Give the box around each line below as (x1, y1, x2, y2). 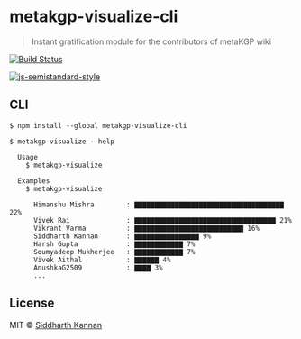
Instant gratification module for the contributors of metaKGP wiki (31, 36, 272, 47)
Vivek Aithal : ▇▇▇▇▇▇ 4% (32, 255, 171, 264)
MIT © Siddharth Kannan (9, 319, 103, 330)
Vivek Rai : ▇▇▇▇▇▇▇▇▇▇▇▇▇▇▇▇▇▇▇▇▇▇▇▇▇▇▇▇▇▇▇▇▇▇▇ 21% (32, 215, 293, 224)
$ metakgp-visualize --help (9, 137, 115, 146)
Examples (17, 176, 50, 186)
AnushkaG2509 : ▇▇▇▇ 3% (32, 263, 164, 272)
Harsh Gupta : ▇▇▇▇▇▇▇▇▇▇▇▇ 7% (32, 239, 196, 249)
